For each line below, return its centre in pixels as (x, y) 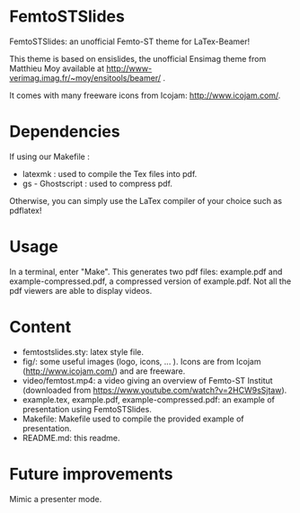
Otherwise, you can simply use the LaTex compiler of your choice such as (146, 200)
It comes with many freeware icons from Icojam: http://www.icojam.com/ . (145, 95)
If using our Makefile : (49, 156)
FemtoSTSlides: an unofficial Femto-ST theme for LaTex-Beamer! (130, 41)
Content (40, 327)
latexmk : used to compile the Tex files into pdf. (110, 173)
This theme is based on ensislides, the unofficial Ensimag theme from (138, 58)
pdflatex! (26, 210)
